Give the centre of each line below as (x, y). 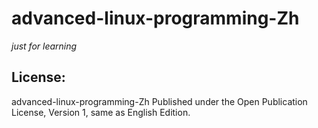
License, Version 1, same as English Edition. (101, 112)
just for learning (44, 46)
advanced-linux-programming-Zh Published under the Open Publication (159, 101)
